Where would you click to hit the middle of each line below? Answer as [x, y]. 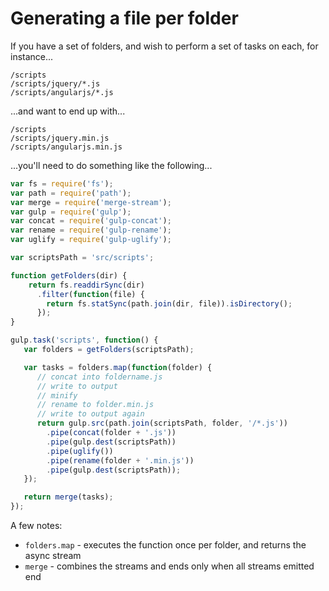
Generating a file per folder [124, 18]
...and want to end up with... [68, 111]
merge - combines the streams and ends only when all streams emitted [169, 566]
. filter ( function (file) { [90, 294]
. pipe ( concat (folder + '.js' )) [111, 433]
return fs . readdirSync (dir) [86, 285]
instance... [32, 56]
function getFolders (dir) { [69, 275]
